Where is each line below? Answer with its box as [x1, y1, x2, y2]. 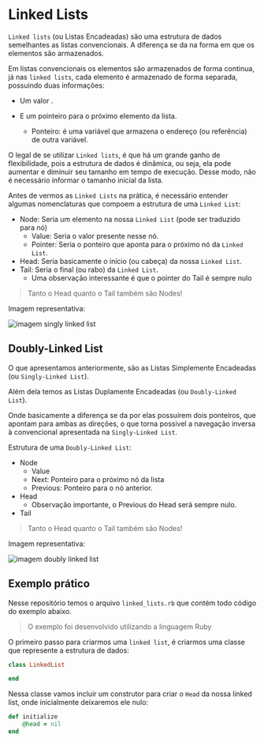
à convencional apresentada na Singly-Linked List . [8, 427, 177, 436]
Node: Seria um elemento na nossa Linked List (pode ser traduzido [19, 214, 241, 224]
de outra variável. [31, 134, 88, 144]
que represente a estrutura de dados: [8, 646, 130, 655]
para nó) [19, 223, 48, 232]
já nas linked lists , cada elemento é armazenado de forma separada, [8, 72, 238, 81]
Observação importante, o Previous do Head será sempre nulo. [31, 499, 237, 509]
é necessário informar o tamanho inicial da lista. [8, 175, 164, 185]
